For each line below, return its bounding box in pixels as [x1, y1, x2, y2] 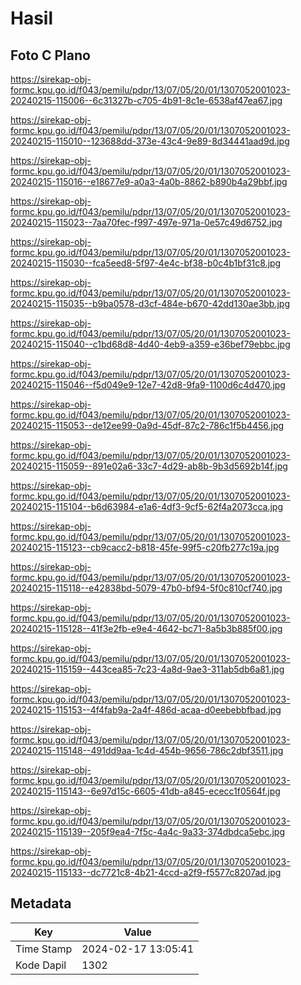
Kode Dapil [15, 958, 67, 972]
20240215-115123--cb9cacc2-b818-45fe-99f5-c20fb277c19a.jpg [10, 542, 280, 553]
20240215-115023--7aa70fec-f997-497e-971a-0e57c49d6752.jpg [10, 217, 283, 228]
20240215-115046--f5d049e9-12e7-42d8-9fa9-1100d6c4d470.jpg [10, 379, 286, 391]
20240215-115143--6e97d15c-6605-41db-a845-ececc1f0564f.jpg [10, 785, 281, 797]
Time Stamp [15, 942, 73, 956]
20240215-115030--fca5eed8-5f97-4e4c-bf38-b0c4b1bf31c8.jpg [10, 257, 282, 269]
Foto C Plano [10, 47, 91, 64]
